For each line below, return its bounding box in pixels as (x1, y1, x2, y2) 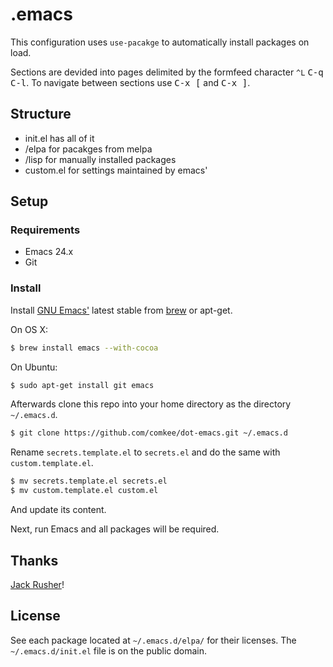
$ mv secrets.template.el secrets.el (10, 476, 168, 487)
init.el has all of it (24, 132, 95, 144)
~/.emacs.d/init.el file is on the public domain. (10, 644, 208, 657)
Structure (10, 106, 72, 123)
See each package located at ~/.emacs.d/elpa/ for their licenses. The (10, 634, 297, 646)
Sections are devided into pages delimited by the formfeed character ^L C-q (10, 66, 324, 78)
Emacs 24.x (24, 246, 74, 258)
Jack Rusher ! (10, 578, 65, 590)
